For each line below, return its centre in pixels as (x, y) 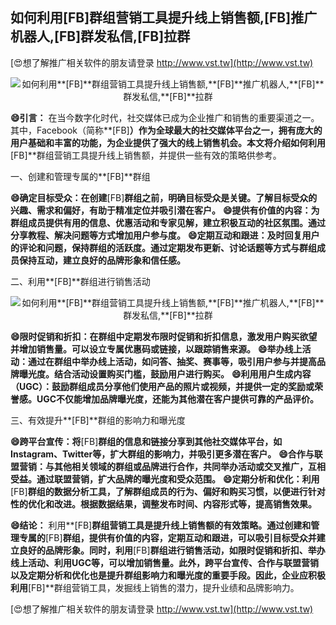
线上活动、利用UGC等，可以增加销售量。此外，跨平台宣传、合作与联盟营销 (165, 562)
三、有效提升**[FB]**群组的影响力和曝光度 (98, 420)
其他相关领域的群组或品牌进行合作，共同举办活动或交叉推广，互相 (189, 466)
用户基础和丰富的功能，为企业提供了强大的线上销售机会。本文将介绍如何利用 (168, 142)
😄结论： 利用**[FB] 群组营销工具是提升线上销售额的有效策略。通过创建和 (161, 525)
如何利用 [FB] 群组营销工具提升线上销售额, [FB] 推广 (164, 18)
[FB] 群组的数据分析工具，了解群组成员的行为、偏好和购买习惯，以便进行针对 (168, 491)
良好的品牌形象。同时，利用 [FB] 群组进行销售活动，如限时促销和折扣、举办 (172, 550)
